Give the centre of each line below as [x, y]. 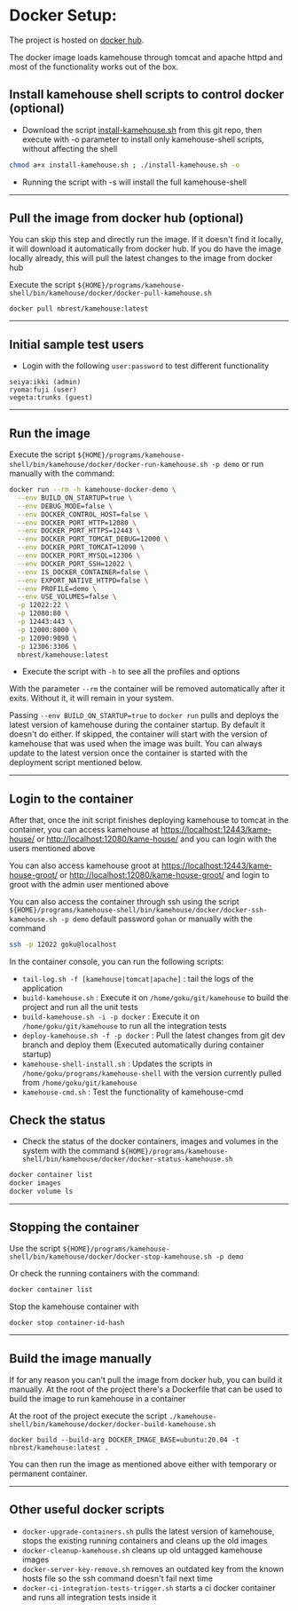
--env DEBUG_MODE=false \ [65, 506]
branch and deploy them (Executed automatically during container [143, 1045]
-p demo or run [238, 464]
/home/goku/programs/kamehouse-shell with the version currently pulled [152, 1073]
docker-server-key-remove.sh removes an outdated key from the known [153, 1568]
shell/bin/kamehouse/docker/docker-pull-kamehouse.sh [111, 294]
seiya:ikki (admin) [45, 383]
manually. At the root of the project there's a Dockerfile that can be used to [146, 1389]
